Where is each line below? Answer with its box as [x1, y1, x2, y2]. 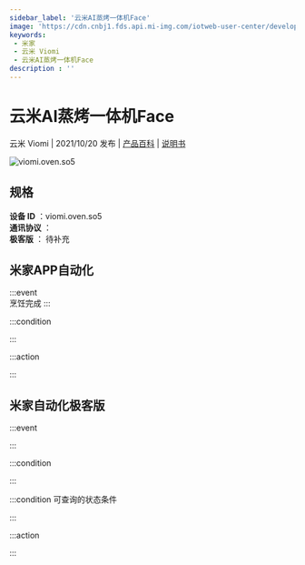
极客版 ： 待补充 [9, 233, 70, 244]
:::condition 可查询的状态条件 [9, 494, 118, 505]
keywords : [9, 30, 47, 39]
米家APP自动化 [9, 263, 93, 278]
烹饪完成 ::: [9, 298, 52, 309]
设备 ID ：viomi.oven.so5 [9, 210, 103, 221]
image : [9, 22, 34, 31]
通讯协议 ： [9, 222, 52, 233]
